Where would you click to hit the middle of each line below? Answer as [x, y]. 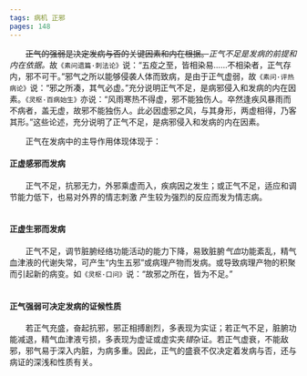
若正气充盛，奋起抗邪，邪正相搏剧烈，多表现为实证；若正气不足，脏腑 [157, 328]
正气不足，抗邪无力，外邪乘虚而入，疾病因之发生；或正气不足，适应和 [157, 185]
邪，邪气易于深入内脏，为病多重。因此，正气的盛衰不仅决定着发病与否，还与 [153, 351]
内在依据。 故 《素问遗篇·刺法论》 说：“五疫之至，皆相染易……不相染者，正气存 [150, 65]
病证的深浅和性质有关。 [53, 362]
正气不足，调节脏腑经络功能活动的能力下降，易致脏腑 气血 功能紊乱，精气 [161, 250]
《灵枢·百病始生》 [53, 100]
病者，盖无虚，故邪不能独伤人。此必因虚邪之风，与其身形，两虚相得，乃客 [157, 110]
